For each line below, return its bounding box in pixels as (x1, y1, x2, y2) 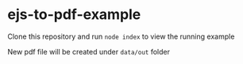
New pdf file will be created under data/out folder (7, 47, 171, 56)
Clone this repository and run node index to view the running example (7, 32, 235, 41)
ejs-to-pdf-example (7, 6, 141, 24)
